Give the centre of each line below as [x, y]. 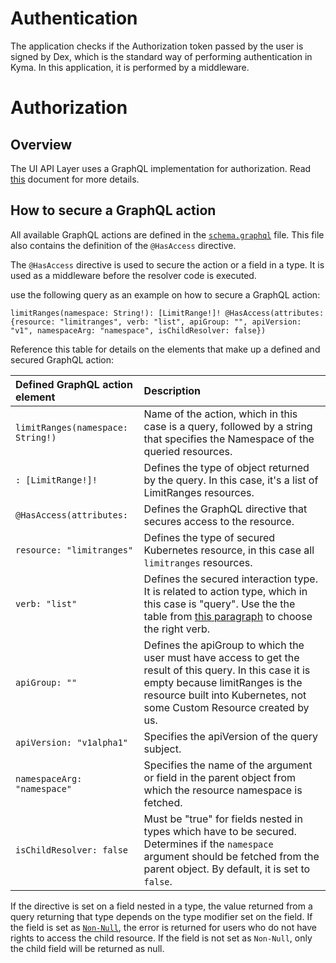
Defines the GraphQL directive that [225, 509]
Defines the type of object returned [226, 467]
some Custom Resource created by [226, 707]
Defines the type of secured [209, 537]
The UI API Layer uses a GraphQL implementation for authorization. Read [161, 168]
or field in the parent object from [220, 777]
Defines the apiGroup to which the [224, 645]
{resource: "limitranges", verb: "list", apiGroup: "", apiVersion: [156, 322]
